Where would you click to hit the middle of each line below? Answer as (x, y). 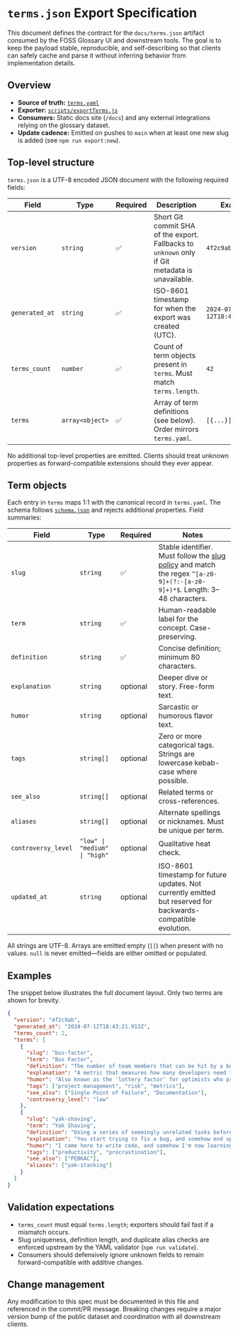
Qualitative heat (185, 844)
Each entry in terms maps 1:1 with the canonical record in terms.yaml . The (114, 502)
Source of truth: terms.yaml (58, 102)
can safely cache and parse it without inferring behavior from (97, 55)
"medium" (94, 848)
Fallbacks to (174, 243)
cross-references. (189, 801)
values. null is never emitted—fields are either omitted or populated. (107, 953)
